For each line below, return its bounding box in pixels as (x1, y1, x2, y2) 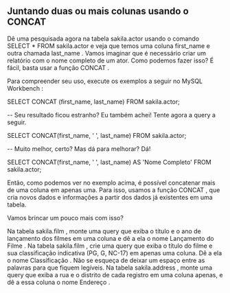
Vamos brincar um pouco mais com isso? (7, 213, 124, 222)
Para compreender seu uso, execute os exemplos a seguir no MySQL (7, 77, 203, 85)
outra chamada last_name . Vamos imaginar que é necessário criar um (7, 49, 206, 57)
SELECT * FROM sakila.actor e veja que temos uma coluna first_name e (7, 41, 211, 50)
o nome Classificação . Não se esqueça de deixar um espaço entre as (7, 256, 205, 264)
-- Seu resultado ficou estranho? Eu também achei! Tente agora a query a (7, 110, 216, 119)
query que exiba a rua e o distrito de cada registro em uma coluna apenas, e (7, 270, 223, 279)
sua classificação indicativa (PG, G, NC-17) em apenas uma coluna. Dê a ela (7, 248, 222, 257)
